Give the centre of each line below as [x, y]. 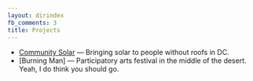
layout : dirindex [36, 15]
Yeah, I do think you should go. [69, 69]
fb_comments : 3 [32, 23]
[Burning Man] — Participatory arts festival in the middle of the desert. [132, 61]
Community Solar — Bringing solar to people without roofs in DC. [124, 53]
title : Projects [34, 30]
